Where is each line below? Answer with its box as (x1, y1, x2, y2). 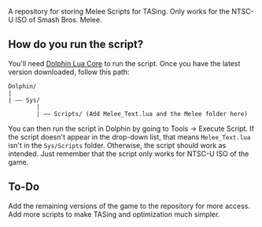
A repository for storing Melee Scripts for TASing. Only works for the (8, 7, 231, 16)
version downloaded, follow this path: (8, 67, 130, 76)
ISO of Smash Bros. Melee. (15, 15, 102, 24)
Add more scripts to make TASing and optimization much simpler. (8, 209, 220, 219)
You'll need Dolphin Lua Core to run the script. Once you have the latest (8, 58, 241, 68)
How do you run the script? (8, 38, 144, 51)
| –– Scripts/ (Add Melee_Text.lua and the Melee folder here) (36, 110, 248, 117)
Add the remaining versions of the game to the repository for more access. (8, 201, 250, 210)
